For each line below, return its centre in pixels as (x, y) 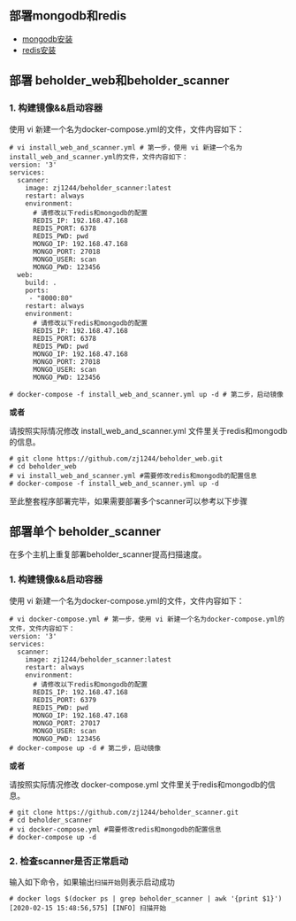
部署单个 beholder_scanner (85, 531)
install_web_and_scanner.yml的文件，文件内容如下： (99, 157)
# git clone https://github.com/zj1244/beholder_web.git (116, 459)
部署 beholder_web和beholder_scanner (119, 81)
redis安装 (39, 50)
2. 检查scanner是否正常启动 (69, 861)
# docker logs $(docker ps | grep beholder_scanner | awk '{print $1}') (146, 898)
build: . (41, 282)
